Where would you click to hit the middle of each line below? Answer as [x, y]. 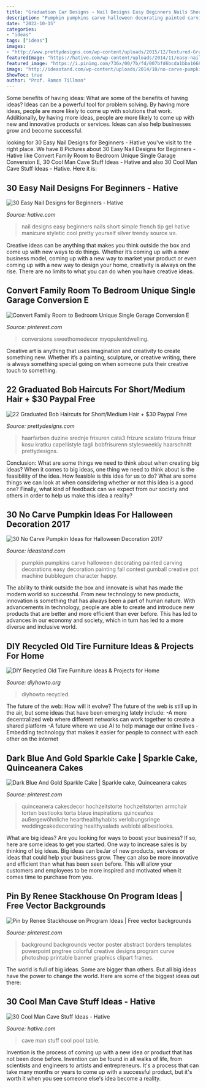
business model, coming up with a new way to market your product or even [101, 258]
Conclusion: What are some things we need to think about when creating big [103, 463]
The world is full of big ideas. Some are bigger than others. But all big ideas [101, 969]
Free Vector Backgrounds [56, 906]
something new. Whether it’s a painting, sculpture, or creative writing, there [101, 357]
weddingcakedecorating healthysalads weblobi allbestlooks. [97, 826]
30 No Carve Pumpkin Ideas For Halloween [90, 514]
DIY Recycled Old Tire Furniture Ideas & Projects [100, 646]
